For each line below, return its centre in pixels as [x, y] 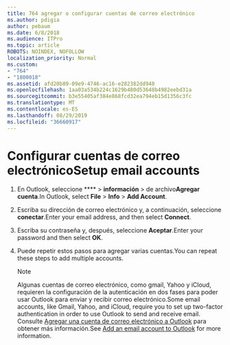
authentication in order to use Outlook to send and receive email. [108, 314]
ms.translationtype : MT [41, 103]
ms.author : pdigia [33, 20]
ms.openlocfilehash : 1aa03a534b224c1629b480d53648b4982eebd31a [100, 90]
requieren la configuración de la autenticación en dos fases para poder [117, 292]
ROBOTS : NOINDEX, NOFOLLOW [46, 52]
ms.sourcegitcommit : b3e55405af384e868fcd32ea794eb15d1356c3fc [100, 97]
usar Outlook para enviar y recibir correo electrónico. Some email [108, 300]
